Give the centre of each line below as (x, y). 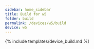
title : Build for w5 (26, 14)
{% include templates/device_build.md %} (47, 41)
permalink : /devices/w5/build (36, 23)
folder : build (19, 18)
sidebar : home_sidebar (28, 9)
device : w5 (16, 28)
